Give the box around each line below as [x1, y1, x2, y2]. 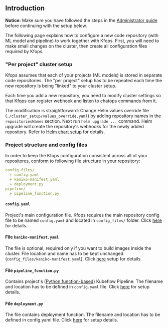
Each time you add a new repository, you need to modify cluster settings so [5, 93, 161, 99]
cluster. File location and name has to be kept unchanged [5, 250, 124, 257]
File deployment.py [5, 300, 44, 306]
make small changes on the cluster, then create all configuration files [5, 43, 147, 49]
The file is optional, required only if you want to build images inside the [5, 245, 151, 251]
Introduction [5, 4, 45, 13]
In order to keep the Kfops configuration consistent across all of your [5, 153, 148, 159]
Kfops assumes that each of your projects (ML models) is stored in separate [5, 72, 162, 78]
